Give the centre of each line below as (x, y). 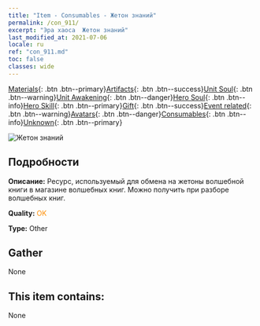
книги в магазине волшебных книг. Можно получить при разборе (119, 189)
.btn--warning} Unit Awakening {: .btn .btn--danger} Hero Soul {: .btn (117, 97)
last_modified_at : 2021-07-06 (58, 37)
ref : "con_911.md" (38, 52)
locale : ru (26, 45)
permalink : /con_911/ (44, 23)
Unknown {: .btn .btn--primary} (73, 122)
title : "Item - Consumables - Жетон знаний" (82, 15)
